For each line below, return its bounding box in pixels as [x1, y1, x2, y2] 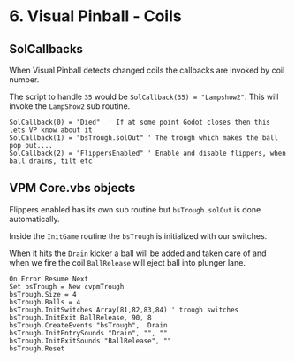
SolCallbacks [9, 42, 84, 57]
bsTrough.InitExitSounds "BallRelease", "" [9, 336, 172, 345]
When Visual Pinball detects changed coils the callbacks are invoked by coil [9, 65, 285, 75]
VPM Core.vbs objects [9, 181, 136, 196]
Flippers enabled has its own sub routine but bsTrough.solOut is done [9, 204, 261, 214]
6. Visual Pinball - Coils [9, 6, 183, 27]
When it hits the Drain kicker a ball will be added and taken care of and [9, 248, 267, 258]
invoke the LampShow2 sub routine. [9, 101, 131, 112]
